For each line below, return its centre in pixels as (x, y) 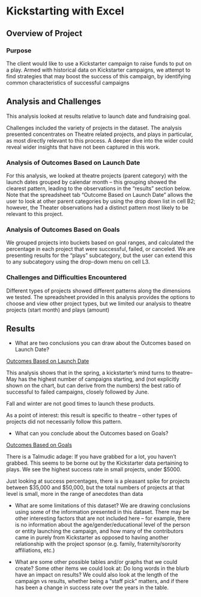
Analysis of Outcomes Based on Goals (63, 229)
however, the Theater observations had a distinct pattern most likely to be (97, 207)
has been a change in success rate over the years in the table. (92, 587)
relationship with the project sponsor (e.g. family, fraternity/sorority (98, 544)
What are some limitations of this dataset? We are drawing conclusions (103, 506)
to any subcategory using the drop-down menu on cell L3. (78, 262)
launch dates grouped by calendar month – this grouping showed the (91, 182)
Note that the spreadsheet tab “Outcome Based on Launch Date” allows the (100, 194)
